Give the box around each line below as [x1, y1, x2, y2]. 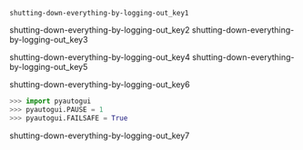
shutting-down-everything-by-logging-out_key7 [9, 130, 190, 141]
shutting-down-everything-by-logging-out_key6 [9, 79, 191, 90]
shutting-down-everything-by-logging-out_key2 [9, 25, 190, 35]
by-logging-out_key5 [9, 62, 88, 72]
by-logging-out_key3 [9, 35, 88, 45]
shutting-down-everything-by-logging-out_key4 [9, 52, 191, 63]
